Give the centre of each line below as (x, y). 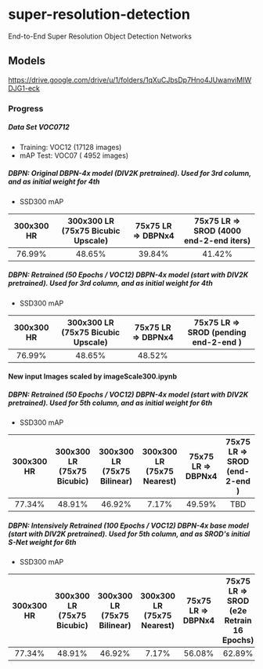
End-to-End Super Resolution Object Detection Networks (100, 36)
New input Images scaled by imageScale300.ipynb (93, 377)
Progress (26, 108)
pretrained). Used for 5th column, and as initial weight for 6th (110, 403)
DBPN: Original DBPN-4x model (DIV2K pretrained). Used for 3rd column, (130, 174)
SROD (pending (217, 332)
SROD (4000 (217, 231)
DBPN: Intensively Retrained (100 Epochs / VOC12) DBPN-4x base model (128, 525)
